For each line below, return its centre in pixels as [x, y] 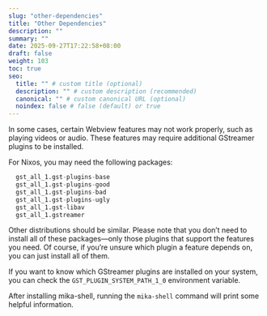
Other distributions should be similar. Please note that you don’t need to [128, 230]
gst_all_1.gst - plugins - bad [61, 192]
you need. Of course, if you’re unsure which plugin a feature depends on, [131, 247]
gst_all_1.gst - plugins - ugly [63, 199]
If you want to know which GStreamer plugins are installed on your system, [133, 271]
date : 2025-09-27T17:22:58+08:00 [65, 46]
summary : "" [28, 38]
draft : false [30, 53]
